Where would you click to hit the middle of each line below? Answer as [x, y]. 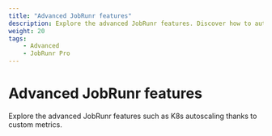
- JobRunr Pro [47, 53]
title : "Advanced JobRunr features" [70, 16]
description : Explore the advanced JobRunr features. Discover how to [130, 23]
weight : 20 [27, 31]
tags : [17, 38]
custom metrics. [35, 124]
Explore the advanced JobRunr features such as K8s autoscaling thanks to [133, 116]
